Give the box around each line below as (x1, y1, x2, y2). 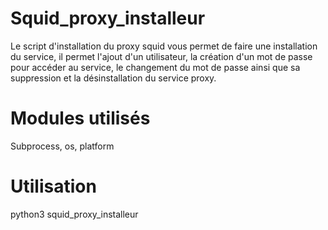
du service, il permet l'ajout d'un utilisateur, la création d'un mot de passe (10, 50, 313, 62)
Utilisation (10, 175, 97, 198)
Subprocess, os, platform (10, 140, 115, 152)
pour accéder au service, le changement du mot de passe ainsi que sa (10, 61, 301, 73)
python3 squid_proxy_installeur (10, 208, 139, 220)
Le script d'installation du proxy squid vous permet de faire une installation (10, 40, 318, 52)
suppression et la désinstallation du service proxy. (10, 72, 217, 84)
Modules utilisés (10, 107, 151, 130)
